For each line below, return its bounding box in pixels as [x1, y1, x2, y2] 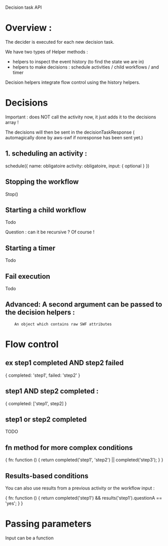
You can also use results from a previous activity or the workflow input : [5, 485, 155, 491]
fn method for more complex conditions [5, 443, 133, 452]
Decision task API [5, 5, 42, 10]
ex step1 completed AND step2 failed [5, 358, 124, 368]
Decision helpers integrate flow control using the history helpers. [5, 79, 141, 85]
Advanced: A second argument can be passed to [5, 300, 162, 309]
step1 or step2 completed [5, 415, 87, 423]
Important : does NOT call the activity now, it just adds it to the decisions [5, 114, 156, 120]
